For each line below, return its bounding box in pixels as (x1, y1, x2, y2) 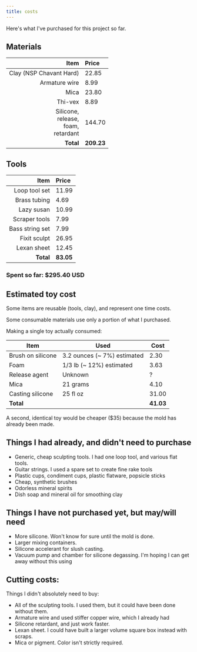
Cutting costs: (6, 575, 60, 584)
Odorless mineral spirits (14, 484, 72, 491)
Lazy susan (18, 205, 50, 214)
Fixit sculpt (19, 234, 50, 242)
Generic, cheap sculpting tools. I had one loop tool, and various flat (14, 453, 178, 460)
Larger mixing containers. (14, 539, 77, 546)
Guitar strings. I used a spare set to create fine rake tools (14, 465, 153, 473)
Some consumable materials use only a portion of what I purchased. (6, 316, 172, 323)
